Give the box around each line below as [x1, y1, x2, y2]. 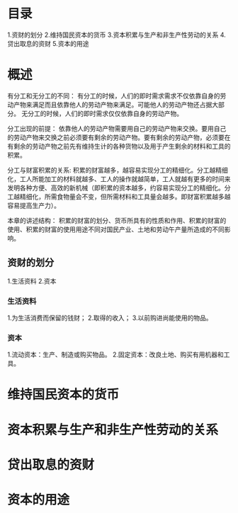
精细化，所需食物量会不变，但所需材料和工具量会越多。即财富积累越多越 [19, 192, 231, 201]
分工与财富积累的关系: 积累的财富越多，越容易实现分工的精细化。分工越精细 [7, 166, 228, 174]
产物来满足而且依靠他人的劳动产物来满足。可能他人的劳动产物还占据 [13, 100, 212, 109]
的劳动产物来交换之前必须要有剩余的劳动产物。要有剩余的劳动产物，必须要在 [7, 133, 231, 142]
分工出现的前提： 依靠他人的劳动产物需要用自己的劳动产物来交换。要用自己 [7, 124, 227, 132]
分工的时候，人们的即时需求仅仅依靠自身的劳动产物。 [27, 109, 183, 117]
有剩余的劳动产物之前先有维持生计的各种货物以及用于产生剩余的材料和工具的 [7, 142, 231, 150]
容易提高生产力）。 [7, 201, 60, 209]
